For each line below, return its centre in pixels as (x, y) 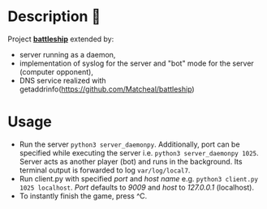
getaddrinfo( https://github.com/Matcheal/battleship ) (107, 89)
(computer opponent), (56, 71)
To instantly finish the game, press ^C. (83, 196)
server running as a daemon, (67, 54)
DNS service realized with (62, 80)
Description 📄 (54, 17)
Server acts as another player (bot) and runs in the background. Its (131, 161)
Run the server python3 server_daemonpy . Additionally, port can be (129, 144)
